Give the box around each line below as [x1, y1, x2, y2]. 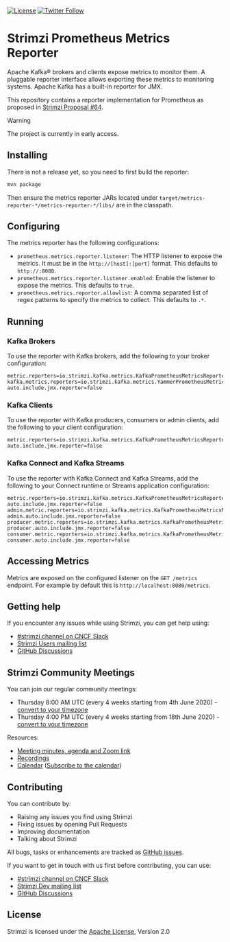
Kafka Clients [7, 400, 53, 410]
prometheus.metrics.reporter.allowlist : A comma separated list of [16, 288, 209, 297]
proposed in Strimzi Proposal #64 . [7, 103, 104, 111]
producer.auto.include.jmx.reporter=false [7, 525, 130, 531]
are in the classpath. [116, 200, 173, 209]
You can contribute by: [7, 799, 71, 807]
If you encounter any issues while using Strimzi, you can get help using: [7, 619, 210, 628]
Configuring [7, 220, 60, 233]
